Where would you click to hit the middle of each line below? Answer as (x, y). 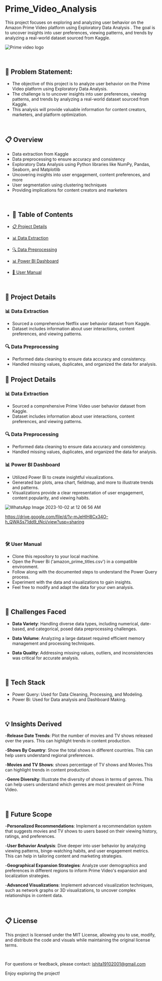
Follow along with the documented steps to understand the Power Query (85, 572)
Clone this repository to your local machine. (56, 556)
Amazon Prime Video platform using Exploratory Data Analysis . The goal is (80, 27)
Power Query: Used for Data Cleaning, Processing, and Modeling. (78, 694)
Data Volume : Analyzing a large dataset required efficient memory (78, 638)
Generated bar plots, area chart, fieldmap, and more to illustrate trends (83, 482)
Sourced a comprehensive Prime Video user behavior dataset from (79, 406)
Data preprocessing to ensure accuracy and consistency (68, 159)
